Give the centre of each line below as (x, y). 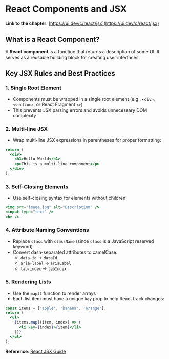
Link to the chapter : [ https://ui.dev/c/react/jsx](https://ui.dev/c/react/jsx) (82, 23)
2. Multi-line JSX (27, 129)
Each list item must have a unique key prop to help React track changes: (89, 298)
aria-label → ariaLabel (46, 263)
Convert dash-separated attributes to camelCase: (65, 252)
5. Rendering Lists (28, 282)
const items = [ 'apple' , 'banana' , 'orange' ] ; (56, 308)
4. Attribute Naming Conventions (47, 230)
